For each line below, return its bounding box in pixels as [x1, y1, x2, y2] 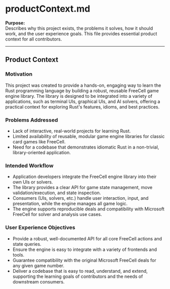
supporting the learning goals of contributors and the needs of [12, 273, 143, 279]
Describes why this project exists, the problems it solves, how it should [5, 25, 153, 31]
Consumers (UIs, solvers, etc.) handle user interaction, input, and [12, 195, 149, 201]
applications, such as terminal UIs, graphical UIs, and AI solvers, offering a [5, 98, 160, 104]
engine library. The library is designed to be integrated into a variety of [5, 93, 153, 99]
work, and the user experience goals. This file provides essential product [5, 30, 157, 37]
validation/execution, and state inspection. [12, 190, 101, 196]
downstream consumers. [12, 278, 65, 284]
